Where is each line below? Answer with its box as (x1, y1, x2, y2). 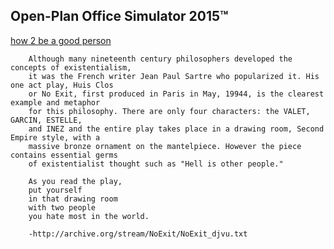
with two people (28, 202, 97, 213)
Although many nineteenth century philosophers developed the (28, 54, 293, 64)
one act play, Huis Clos (10, 80, 114, 90)
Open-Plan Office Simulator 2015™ (10, 8, 229, 25)
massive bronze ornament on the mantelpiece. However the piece (28, 141, 302, 151)
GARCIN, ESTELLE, (10, 115, 83, 125)
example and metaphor (10, 97, 101, 108)
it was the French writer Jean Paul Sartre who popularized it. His (28, 71, 320, 81)
